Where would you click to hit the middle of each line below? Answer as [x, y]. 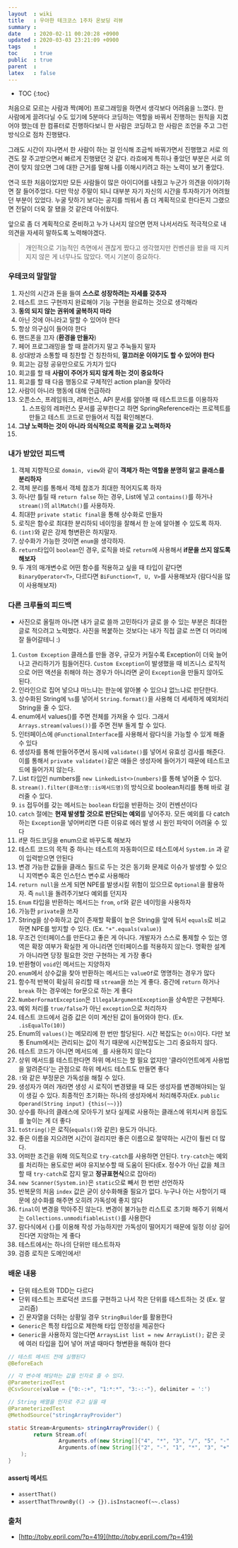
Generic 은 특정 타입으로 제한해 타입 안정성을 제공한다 [91, 1325]
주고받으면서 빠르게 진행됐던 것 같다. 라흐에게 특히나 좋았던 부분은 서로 [126, 158]
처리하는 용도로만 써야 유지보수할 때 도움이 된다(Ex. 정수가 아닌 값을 [119, 1165]
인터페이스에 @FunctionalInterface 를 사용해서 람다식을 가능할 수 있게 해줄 [121, 734]
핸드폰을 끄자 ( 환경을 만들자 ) [57, 337]
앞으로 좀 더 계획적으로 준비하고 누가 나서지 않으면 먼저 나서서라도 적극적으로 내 [117, 224]
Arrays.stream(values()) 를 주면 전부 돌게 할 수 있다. [92, 725]
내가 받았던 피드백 [37, 454]
